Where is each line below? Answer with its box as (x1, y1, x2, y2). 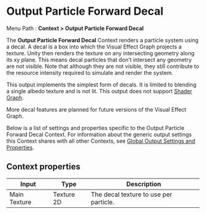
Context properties (6, 161, 81, 172)
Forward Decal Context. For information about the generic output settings (6, 131, 192, 138)
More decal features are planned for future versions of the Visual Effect (6, 105, 187, 113)
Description (126, 180, 161, 188)
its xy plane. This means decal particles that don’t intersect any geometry (6, 56, 192, 63)
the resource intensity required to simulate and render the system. (6, 69, 174, 76)
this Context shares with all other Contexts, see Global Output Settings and (6, 137, 196, 145)
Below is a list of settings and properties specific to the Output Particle (6, 124, 185, 131)
